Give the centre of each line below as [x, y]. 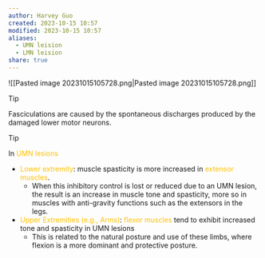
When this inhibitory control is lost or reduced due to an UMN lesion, [144, 185]
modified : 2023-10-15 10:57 [55, 30]
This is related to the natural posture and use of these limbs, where [142, 236]
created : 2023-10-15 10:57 [53, 23]
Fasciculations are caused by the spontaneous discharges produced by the [132, 113]
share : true [28, 61]
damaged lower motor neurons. [60, 122]
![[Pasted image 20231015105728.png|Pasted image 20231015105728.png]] [132, 83]
